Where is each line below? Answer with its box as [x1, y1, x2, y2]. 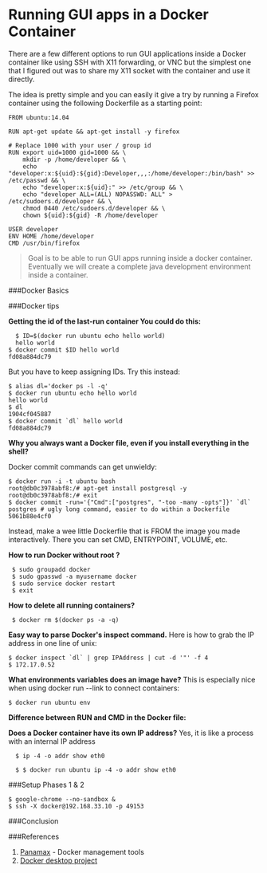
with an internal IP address [8, 736, 96, 746]
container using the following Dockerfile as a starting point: [8, 98, 202, 108]
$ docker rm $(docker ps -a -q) [11, 615, 120, 623]
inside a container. [27, 269, 89, 280]
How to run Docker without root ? [8, 550, 120, 560]
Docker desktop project [19, 855, 98, 865]
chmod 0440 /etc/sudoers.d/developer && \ [22, 204, 166, 212]
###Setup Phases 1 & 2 [8, 780, 85, 789]
